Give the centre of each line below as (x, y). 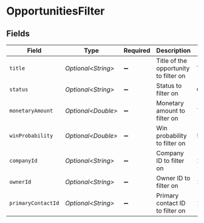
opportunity (173, 68)
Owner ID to (173, 178)
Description (174, 51)
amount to (171, 111)
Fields (18, 34)
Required (137, 51)
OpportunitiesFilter (56, 11)
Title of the (172, 61)
